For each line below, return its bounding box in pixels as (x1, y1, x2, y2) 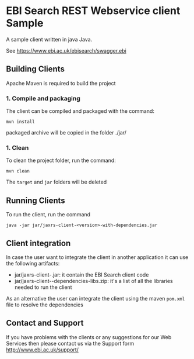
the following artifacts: (6, 260, 60, 267)
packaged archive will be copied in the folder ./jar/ (6, 129, 127, 136)
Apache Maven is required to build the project (6, 80, 116, 87)
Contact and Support (6, 318, 84, 328)
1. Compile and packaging (6, 94, 80, 102)
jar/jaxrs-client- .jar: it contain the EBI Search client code (14, 271, 149, 278)
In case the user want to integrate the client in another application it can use (6, 253, 189, 261)
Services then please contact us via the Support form (6, 340, 135, 347)
